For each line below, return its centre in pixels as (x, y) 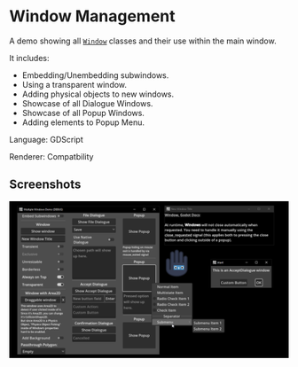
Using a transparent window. (74, 84)
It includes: (29, 58)
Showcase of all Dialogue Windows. (87, 103)
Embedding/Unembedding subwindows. (95, 75)
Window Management (92, 16)
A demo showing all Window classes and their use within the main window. (143, 41)
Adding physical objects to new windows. (98, 94)
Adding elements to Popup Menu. (83, 122)
